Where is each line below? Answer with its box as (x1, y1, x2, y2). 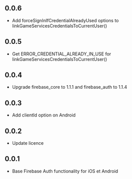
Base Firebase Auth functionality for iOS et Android (12, 168, 118, 174)
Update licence (12, 140, 44, 146)
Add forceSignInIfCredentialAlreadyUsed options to (12, 17, 119, 23)
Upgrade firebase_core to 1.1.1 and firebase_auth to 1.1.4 (12, 84, 127, 90)
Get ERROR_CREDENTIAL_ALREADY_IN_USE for (12, 50, 111, 57)
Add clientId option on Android (12, 112, 76, 118)
